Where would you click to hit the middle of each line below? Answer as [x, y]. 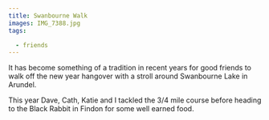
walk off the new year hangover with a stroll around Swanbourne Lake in [128, 76]
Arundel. [22, 85]
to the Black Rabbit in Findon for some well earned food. [101, 109]
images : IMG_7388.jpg [45, 23]
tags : [17, 30]
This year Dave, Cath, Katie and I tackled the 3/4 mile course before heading [135, 100]
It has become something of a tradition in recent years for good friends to [130, 68]
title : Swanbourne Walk [48, 16]
